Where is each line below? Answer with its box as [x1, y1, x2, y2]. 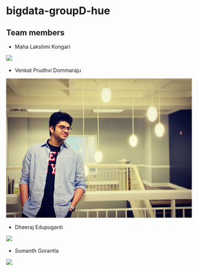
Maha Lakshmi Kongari [14, 43, 71, 50]
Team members [6, 28, 65, 38]
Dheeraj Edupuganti [14, 224, 63, 230]
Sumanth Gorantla [14, 247, 59, 254]
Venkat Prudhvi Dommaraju [14, 67, 81, 74]
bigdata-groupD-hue [6, 4, 111, 18]
